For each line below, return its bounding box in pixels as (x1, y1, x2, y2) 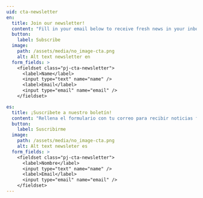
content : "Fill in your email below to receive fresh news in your (11, 25, 185, 32)
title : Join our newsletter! (11, 20, 85, 26)
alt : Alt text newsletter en (17, 54, 91, 60)
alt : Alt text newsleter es (17, 143, 88, 149)
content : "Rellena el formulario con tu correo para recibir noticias (11, 115, 193, 121)
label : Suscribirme (17, 126, 66, 133)
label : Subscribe (17, 37, 61, 43)
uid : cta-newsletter (6, 8, 59, 15)
